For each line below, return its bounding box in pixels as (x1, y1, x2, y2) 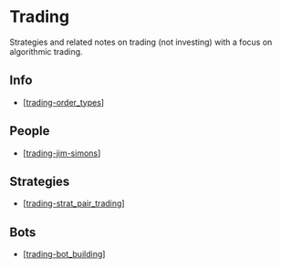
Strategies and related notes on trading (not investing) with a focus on (9, 36, 273, 47)
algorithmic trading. (9, 46, 84, 57)
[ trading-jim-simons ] (22, 148, 101, 159)
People (9, 123, 50, 139)
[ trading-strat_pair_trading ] (22, 198, 125, 209)
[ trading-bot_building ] (22, 249, 106, 260)
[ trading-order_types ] (22, 97, 105, 108)
